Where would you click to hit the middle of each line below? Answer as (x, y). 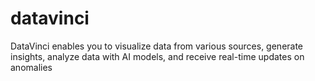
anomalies (31, 67)
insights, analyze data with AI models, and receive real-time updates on (157, 56)
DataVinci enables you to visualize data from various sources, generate (157, 46)
